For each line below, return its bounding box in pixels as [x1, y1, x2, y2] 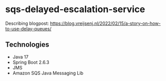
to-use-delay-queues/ [5, 25, 52, 31]
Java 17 [12, 54, 29, 60]
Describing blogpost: [5, 20, 49, 26]
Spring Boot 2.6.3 [12, 59, 50, 65]
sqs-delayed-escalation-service [5, 4, 146, 15]
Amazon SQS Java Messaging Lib [12, 70, 84, 76]
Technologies [5, 40, 50, 49]
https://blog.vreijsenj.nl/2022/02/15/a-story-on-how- [50, 20, 161, 26]
